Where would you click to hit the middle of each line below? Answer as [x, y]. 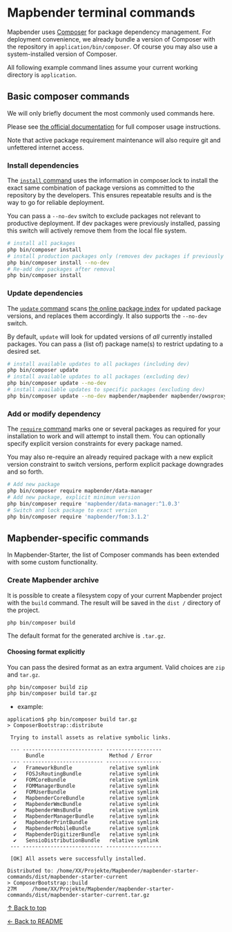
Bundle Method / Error [89, 756]
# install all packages [41, 244]
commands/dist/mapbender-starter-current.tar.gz [78, 895]
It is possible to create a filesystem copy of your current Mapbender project [115, 595]
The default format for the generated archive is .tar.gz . [86, 636]
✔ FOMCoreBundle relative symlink [86, 780]
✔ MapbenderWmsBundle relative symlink [86, 810]
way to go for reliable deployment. [56, 203]
